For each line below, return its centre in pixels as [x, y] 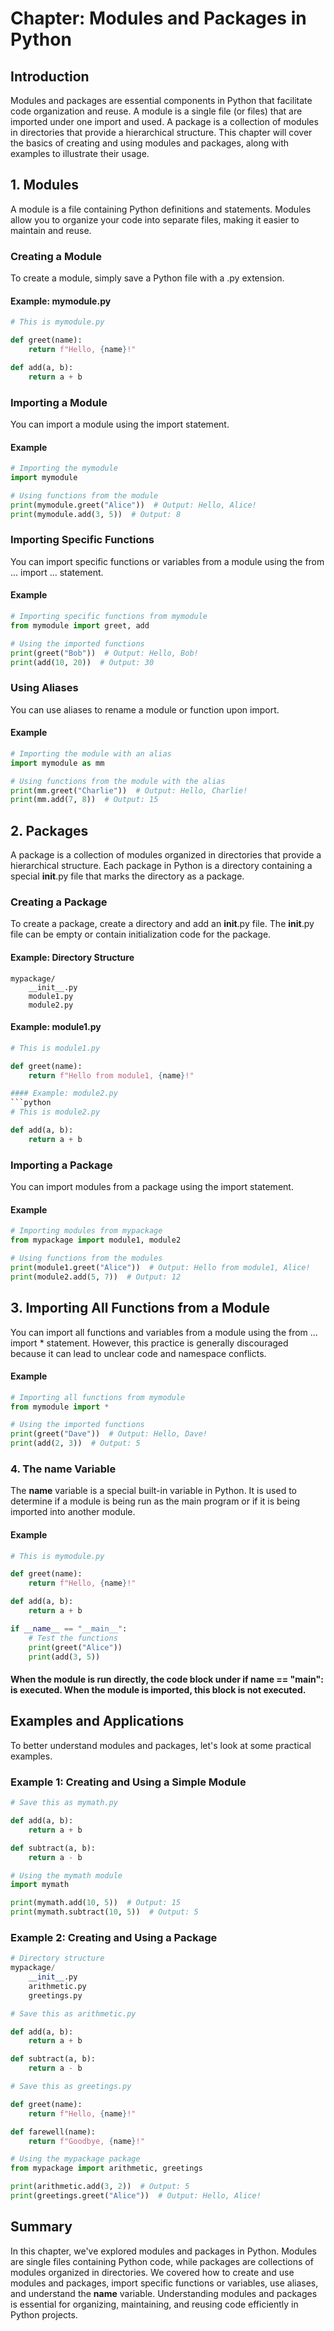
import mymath [40, 1885]
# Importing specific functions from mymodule [109, 617]
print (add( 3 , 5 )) [64, 1657]
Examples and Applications [97, 1721]
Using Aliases [44, 688]
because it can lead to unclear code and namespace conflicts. [138, 1353]
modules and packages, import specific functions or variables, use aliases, [164, 2283]
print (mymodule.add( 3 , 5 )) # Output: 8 [96, 514]
